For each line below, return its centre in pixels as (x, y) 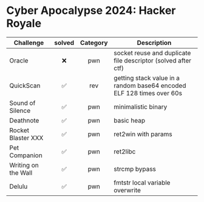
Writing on (24, 165)
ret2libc (125, 151)
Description (154, 42)
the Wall (21, 172)
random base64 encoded (150, 86)
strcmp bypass (135, 169)
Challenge (29, 42)
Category (94, 42)
